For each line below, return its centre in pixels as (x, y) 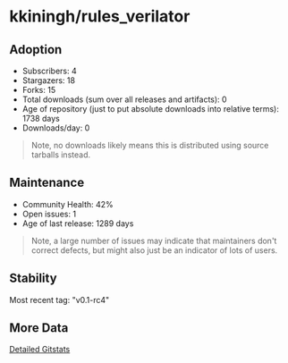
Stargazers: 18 (49, 80)
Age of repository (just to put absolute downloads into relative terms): (150, 109)
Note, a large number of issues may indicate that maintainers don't (154, 241)
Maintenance (47, 183)
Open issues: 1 (49, 214)
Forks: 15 (39, 90)
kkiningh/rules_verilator (100, 17)
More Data (39, 328)
